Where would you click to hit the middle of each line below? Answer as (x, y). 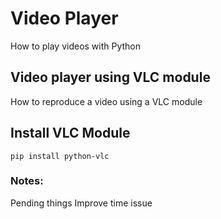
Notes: (27, 181)
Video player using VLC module (110, 77)
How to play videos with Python (76, 46)
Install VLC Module (70, 133)
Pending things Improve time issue (81, 203)
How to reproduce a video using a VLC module (106, 101)
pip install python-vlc (60, 156)
